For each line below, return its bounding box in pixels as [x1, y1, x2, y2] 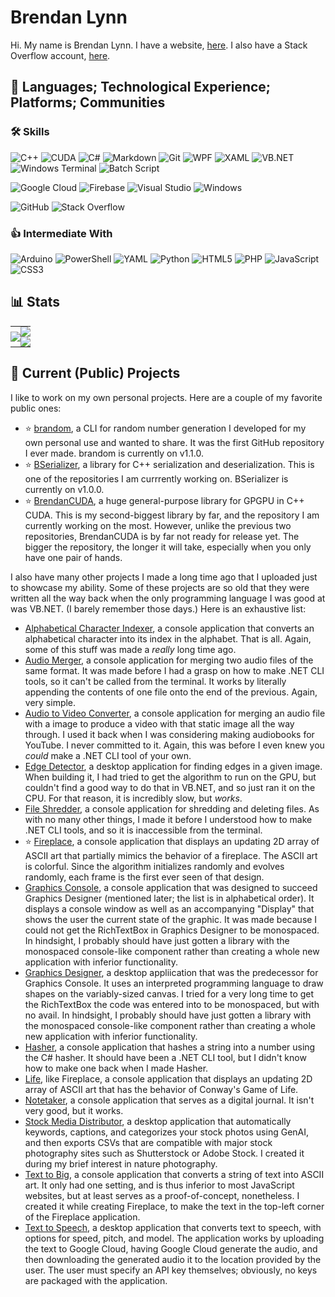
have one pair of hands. [24, 551, 123, 563]
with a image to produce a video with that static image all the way [24, 717, 295, 730]
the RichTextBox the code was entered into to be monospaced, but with [24, 998, 320, 1010]
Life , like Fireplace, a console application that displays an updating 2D [24, 1072, 313, 1085]
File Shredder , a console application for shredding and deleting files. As [24, 802, 320, 815]
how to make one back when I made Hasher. [24, 1062, 209, 1074]
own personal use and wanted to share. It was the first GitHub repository [24, 436, 325, 448]
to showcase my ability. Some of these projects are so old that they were [10, 581, 310, 593]
